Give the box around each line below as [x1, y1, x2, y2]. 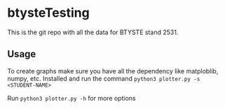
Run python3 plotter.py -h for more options [7, 94, 136, 102]
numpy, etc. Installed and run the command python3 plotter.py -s [7, 74, 200, 82]
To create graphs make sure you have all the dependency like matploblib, [7, 66, 219, 75]
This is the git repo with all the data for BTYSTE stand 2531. [7, 28, 179, 36]
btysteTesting [7, 5, 90, 21]
